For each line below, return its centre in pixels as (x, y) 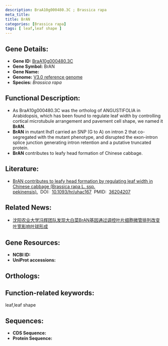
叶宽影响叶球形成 (30, 226)
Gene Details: (27, 49)
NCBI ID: (22, 255)
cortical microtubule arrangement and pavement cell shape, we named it (88, 121)
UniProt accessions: (34, 260)
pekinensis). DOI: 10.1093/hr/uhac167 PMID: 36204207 (71, 192)
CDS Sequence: (29, 333)
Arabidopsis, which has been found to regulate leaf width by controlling (87, 116)
